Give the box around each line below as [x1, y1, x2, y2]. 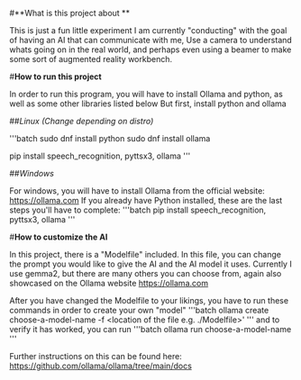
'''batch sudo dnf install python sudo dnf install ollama [9, 133, 211, 143]
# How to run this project [9, 71, 102, 82]
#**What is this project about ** [9, 8, 131, 18]
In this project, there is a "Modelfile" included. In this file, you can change [9, 249, 282, 259]
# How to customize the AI [9, 231, 108, 242]
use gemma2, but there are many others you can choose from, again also [9, 268, 282, 278]
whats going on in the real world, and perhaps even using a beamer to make [9, 44, 292, 55]
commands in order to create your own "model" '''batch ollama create [9, 305, 269, 315]
